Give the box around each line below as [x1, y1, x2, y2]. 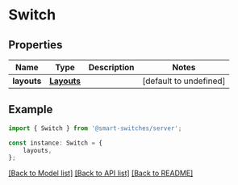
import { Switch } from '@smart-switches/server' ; [8, 124, 182, 132]
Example [8, 103, 53, 116]
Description [88, 62, 135, 73]
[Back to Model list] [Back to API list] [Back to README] [8, 168, 194, 179]
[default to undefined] [142, 75, 226, 86]
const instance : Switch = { [8, 139, 103, 147]
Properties [8, 38, 63, 52]
